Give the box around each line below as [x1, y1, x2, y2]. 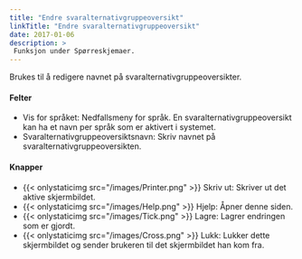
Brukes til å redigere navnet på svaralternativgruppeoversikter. [9, 71, 242, 82]
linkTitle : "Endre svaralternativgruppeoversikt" [9, 22, 201, 31]
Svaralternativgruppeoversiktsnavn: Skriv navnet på [22, 132, 216, 143]
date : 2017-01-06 [9, 30, 75, 39]
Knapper [9, 162, 43, 172]
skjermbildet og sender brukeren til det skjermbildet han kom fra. [22, 239, 265, 250]
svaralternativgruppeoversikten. [22, 141, 142, 152]
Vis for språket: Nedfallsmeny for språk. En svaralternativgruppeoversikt [22, 112, 292, 123]
